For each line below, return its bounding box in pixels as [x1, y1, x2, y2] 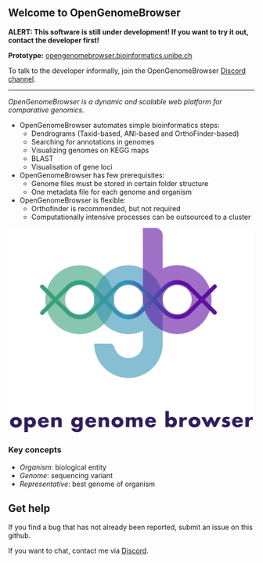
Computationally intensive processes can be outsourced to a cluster [31, 212, 251, 221]
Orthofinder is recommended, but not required [31, 203, 182, 213]
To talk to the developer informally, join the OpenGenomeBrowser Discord [8, 66, 247, 75]
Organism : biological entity [19, 462, 107, 472]
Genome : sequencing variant [19, 470, 113, 480]
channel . [8, 74, 37, 83]
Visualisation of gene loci [31, 162, 113, 171]
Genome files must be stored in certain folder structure [31, 178, 209, 188]
